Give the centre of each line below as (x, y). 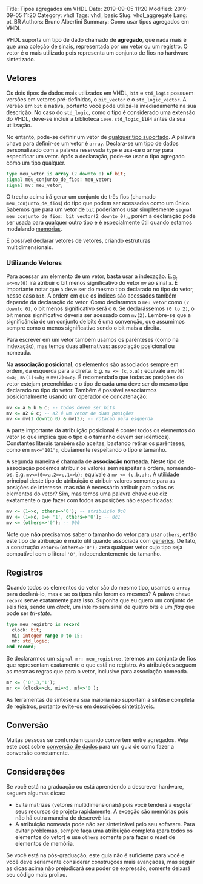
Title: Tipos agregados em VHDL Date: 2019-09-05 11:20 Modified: (89, 9)
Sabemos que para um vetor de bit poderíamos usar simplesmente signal (99, 209)
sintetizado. (21, 59)
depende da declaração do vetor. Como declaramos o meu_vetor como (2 (98, 302)
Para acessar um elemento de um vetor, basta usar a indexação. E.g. (92, 276)
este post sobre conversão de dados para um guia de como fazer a (90, 746)
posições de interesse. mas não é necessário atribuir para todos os (90, 488)
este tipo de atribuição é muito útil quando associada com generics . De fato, (101, 540)
